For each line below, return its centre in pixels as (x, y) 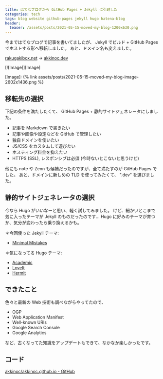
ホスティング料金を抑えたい (40, 152)
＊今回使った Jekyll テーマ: (32, 233)
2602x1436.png (21, 82)
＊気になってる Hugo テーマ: (34, 253)
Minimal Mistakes (29, 242)
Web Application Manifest (38, 317)
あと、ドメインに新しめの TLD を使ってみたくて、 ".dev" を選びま (84, 175)
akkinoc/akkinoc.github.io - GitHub (40, 372)
